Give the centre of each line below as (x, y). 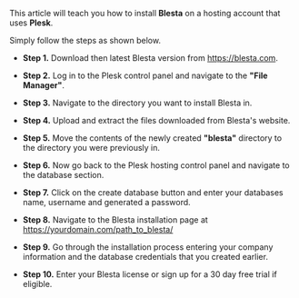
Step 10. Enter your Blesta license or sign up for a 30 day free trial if (149, 274)
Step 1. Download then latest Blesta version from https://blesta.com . (150, 58)
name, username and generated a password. (106, 202)
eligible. (37, 284)
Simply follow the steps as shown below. (85, 40)
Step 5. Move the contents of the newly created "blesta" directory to (152, 138)
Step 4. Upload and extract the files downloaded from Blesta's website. (156, 120)
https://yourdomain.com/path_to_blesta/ (98, 229)
